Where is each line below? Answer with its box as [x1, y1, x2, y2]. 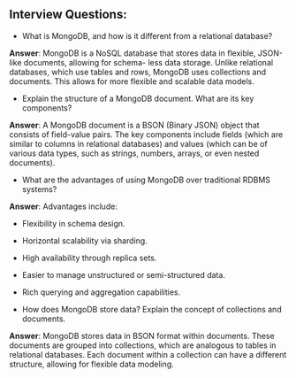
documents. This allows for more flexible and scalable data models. [9, 75, 254, 87]
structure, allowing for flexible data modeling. [9, 359, 174, 369]
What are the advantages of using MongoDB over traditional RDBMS [21, 174, 271, 185]
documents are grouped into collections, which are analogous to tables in [9, 340, 277, 351]
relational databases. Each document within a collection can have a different [9, 349, 287, 359]
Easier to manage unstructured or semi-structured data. [21, 269, 225, 280]
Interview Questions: [9, 7, 127, 22]
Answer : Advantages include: [9, 201, 118, 212]
